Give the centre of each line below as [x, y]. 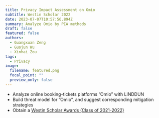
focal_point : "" [27, 75]
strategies [23, 105]
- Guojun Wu [22, 47]
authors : [14, 38]
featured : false [22, 33]
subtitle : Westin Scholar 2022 [38, 15]
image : [12, 66]
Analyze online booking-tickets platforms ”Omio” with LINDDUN [78, 94]
